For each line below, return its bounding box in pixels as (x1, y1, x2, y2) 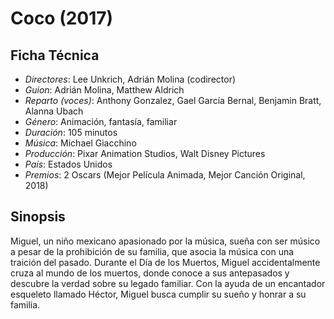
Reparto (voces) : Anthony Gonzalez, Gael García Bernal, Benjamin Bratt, (24, 95, 322, 106)
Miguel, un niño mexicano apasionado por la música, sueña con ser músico (10, 235, 321, 247)
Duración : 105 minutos (24, 127, 118, 138)
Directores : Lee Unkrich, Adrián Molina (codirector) (24, 73, 237, 85)
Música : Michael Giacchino (24, 137, 137, 149)
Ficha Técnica (10, 47, 100, 64)
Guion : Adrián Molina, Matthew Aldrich (24, 84, 185, 96)
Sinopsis (10, 208, 66, 226)
